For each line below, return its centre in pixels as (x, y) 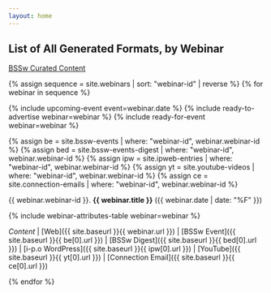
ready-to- (239, 108)
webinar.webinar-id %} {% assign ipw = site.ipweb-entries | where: (120, 158)
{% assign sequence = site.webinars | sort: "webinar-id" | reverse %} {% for (136, 84)
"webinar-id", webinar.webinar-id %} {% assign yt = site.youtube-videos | (131, 167)
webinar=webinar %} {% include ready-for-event (123, 117)
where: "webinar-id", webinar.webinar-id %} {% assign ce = (108, 176)
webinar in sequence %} (49, 93)
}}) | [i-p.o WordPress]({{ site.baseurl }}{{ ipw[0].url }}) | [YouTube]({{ (125, 249)
